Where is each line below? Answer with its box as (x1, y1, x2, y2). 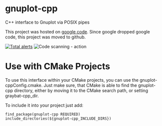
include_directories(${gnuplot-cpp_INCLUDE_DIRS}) (5, 116, 112, 121)
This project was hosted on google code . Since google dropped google (5, 29, 150, 34)
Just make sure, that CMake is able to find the (43, 82, 137, 88)
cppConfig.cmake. (5, 82, 43, 88)
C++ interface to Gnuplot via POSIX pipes (5, 19, 90, 25)
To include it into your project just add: (5, 102, 83, 108)
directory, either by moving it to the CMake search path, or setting (14, 87, 148, 94)
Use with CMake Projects (5, 61, 110, 72)
